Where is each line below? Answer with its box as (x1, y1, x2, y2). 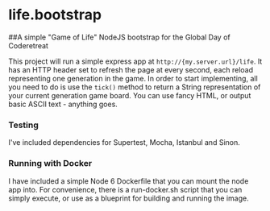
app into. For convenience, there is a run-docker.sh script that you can (8, 184, 243, 194)
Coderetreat (8, 40, 48, 50)
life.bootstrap (8, 6, 102, 24)
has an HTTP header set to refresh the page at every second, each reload (8, 64, 254, 74)
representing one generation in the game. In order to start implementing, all (8, 73, 258, 83)
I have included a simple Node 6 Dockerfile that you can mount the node (8, 176, 249, 186)
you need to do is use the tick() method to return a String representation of (8, 82, 261, 92)
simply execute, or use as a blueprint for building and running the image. (8, 193, 249, 203)
